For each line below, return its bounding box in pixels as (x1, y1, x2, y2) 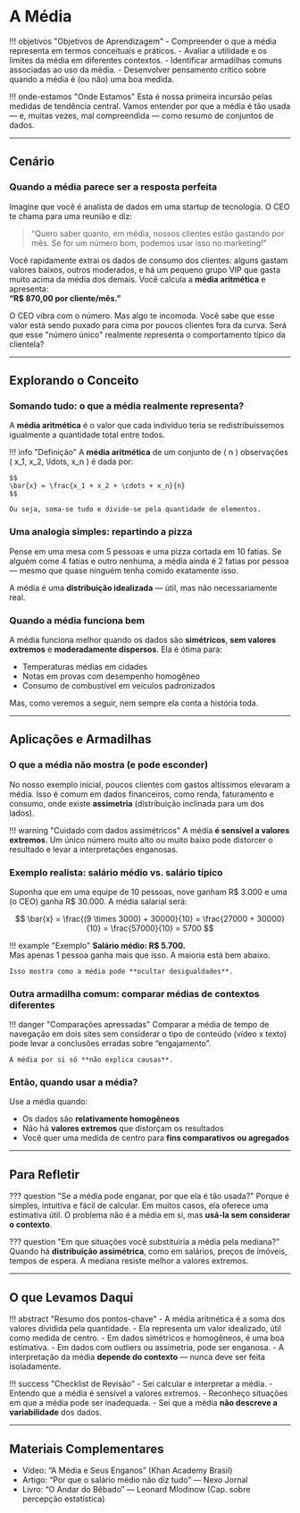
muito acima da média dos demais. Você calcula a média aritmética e (9, 274, 266, 284)
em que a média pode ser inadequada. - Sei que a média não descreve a (9, 1398, 279, 1408)
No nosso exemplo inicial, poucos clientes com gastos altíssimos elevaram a (9, 779, 290, 790)
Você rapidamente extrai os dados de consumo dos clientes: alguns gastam (9, 255, 288, 266)
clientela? (9, 338, 45, 350)
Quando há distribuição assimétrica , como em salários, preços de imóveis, (9, 1246, 287, 1257)
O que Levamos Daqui (9, 1289, 134, 1305)
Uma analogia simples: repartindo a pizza (9, 526, 193, 538)
